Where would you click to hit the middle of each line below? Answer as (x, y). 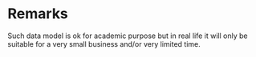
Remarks (38, 14)
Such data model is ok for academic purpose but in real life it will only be (128, 36)
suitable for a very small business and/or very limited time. (104, 44)
